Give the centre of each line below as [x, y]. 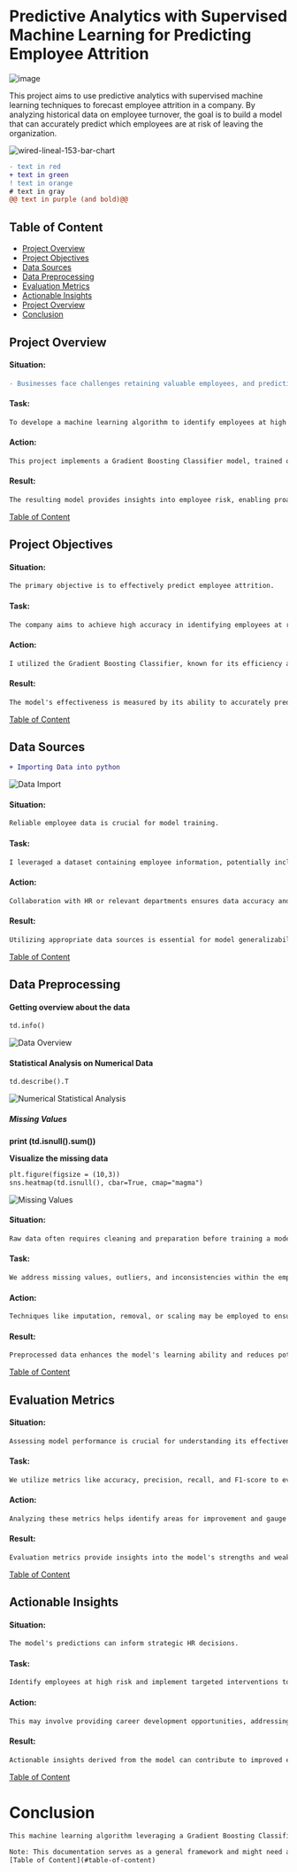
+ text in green [39, 174]
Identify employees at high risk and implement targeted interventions [144, 1682]
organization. [33, 133]
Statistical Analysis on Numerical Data [81, 1063]
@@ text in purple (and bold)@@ [69, 200]
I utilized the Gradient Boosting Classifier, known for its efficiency [146, 663]
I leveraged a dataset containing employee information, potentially [140, 862]
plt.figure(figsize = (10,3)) [65, 1175]
